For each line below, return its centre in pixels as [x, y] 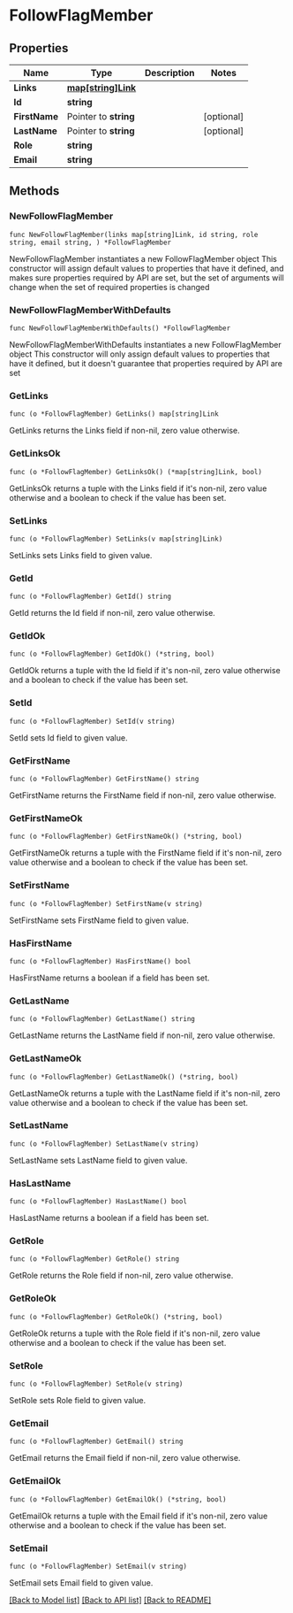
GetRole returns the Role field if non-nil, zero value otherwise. [121, 1276]
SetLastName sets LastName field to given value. [98, 1160]
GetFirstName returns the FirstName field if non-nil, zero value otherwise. [143, 795]
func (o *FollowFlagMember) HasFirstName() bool [100, 961]
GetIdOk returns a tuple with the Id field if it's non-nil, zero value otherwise [145, 671]
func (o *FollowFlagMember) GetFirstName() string [104, 780]
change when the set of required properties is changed [109, 287]
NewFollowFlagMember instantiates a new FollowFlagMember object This [143, 258]
